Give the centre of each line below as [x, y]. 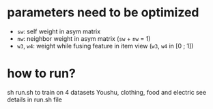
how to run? [42, 74]
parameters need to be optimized [103, 13]
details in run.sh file [35, 99]
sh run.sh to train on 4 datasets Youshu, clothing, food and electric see [107, 92]
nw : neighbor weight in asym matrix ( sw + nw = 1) [84, 38]
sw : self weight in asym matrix [59, 31]
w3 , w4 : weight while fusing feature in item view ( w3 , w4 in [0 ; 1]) [105, 46]
